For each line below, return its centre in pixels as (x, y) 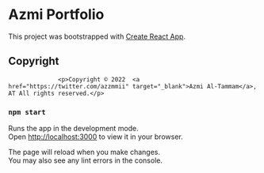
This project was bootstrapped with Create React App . (97, 36)
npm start (27, 112)
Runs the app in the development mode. (73, 129)
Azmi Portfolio (56, 15)
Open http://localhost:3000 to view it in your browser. (96, 137)
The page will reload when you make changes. (84, 152)
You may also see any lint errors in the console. (85, 160)
